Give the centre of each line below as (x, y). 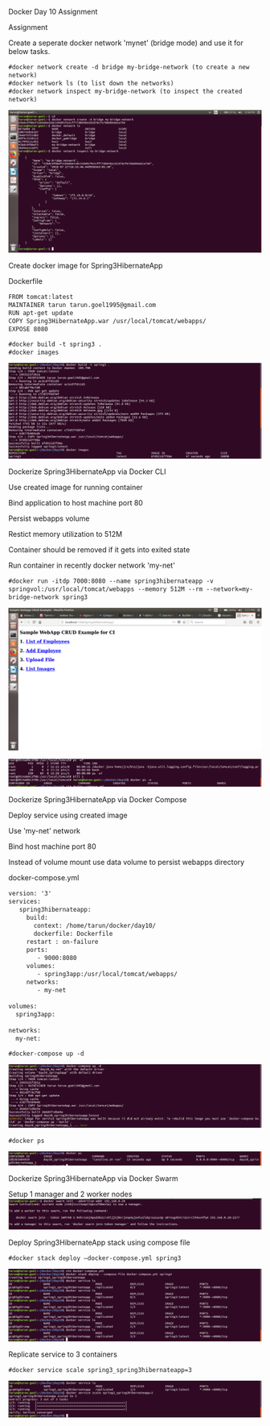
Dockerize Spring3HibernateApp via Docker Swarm (93, 1179)
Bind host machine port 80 (52, 846)
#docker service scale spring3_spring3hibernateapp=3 (100, 1370)
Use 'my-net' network (45, 831)
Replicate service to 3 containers (63, 1354)
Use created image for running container (76, 488)
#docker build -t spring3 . (55, 344)
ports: (37, 950)
